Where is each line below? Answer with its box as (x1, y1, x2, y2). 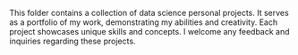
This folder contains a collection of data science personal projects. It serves (9, 8, 289, 18)
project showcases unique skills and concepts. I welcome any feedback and (9, 27, 290, 36)
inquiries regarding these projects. (9, 35, 136, 46)
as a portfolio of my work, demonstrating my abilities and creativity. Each (9, 17, 278, 27)
